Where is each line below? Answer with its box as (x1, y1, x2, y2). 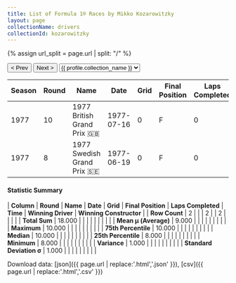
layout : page (7, 17, 46, 24)
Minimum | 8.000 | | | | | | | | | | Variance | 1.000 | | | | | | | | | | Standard (7, 239, 212, 247)
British (72, 111, 93, 120)
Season (11, 86, 37, 96)
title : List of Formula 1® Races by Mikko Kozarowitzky (7, 10, 174, 18)
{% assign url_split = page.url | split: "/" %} (7, 49, 132, 58)
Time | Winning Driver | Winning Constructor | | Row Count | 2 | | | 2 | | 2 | (7, 209, 226, 218)
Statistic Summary (7, 186, 63, 194)
